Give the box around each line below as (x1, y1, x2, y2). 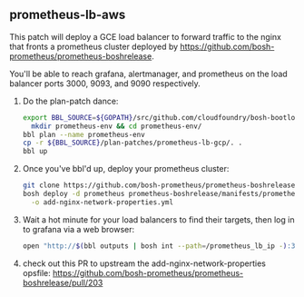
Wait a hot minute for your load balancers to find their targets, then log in (22, 213, 295, 225)
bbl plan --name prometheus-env (22, 130, 145, 139)
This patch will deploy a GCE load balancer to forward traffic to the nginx (9, 31, 281, 42)
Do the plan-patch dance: (22, 95, 119, 106)
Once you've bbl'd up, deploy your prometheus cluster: (22, 163, 230, 174)
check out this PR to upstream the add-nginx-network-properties (22, 258, 266, 269)
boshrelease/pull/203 (22, 277, 103, 288)
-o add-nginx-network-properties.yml (31, 197, 174, 207)
